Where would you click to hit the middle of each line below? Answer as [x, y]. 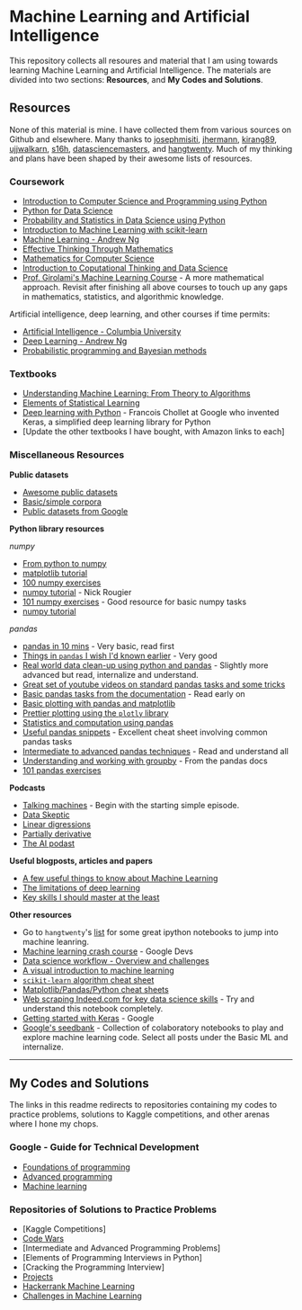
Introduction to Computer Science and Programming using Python [145, 201]
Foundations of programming [76, 1167]
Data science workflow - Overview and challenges [115, 960]
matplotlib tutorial [55, 573]
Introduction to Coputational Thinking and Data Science [125, 268]
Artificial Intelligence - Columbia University [102, 332]
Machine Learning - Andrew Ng [80, 239]
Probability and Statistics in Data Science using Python [124, 220]
